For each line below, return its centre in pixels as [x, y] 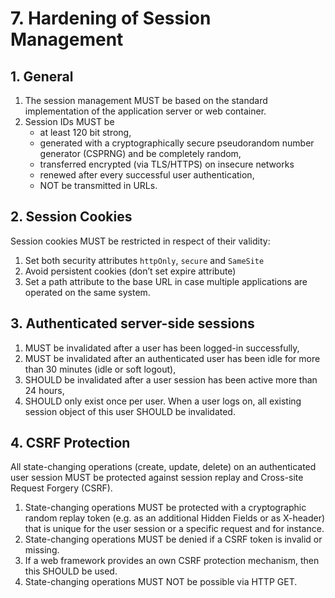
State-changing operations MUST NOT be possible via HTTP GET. [161, 582]
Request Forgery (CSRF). [61, 488]
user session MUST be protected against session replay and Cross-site [157, 478]
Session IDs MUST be [69, 121]
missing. [42, 550]
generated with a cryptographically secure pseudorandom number [177, 143]
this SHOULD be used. [71, 571]
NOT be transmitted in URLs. [98, 185]
